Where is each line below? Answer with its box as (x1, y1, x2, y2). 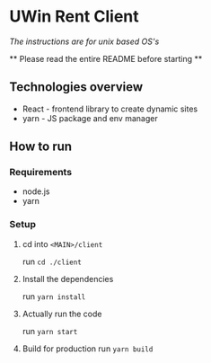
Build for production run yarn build (22, 343, 154, 354)
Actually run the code (22, 308, 102, 319)
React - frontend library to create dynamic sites (22, 103, 198, 114)
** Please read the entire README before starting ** (9, 53, 203, 64)
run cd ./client (22, 256, 83, 267)
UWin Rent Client (9, 6, 139, 27)
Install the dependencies (22, 273, 114, 284)
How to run (9, 139, 73, 155)
